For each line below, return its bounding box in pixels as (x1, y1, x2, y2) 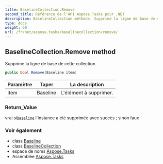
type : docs (5, 20, 27, 26)
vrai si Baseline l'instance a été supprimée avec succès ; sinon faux (5, 115, 139, 121)
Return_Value (5, 104, 37, 110)
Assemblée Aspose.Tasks (12, 154, 64, 160)
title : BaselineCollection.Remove (5, 7, 75, 12)
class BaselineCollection (12, 143, 61, 149)
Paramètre (7, 81, 33, 88)
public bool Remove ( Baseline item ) (5, 70, 77, 75)
